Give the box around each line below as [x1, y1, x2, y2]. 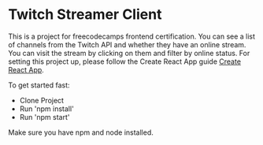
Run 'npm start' [19, 112, 70, 121]
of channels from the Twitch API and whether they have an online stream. [8, 39, 246, 49]
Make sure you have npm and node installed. [8, 128, 154, 137]
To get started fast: [8, 80, 70, 90]
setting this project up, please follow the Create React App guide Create [8, 57, 242, 66]
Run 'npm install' [19, 104, 75, 113]
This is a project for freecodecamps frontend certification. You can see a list [8, 32, 256, 41]
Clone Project [19, 95, 65, 105]
